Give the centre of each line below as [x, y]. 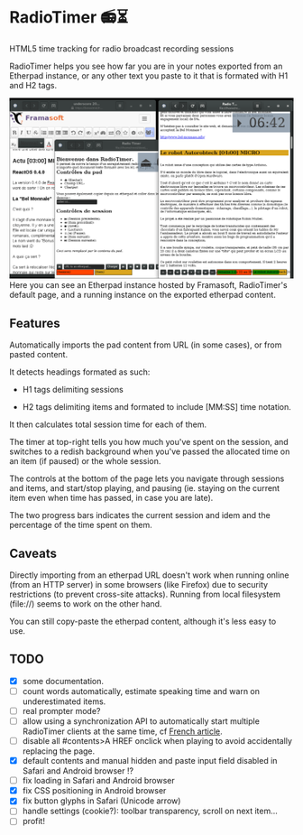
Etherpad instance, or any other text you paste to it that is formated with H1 [149, 75]
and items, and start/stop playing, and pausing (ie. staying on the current [145, 488]
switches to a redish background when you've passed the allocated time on [150, 451]
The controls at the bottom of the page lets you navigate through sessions [147, 478]
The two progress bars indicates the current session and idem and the [140, 515]
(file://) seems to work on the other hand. [86, 603]
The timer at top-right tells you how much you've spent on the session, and [149, 442]
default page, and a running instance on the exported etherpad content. [143, 295]
